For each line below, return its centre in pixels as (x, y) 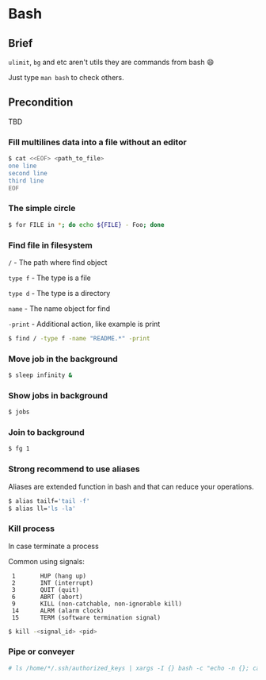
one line (23, 166)
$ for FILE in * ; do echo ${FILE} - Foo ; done (86, 225)
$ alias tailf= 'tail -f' (49, 501)
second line (28, 173)
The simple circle (42, 209)
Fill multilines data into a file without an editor (98, 142)
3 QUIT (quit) (46, 590)
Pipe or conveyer (42, 651)
